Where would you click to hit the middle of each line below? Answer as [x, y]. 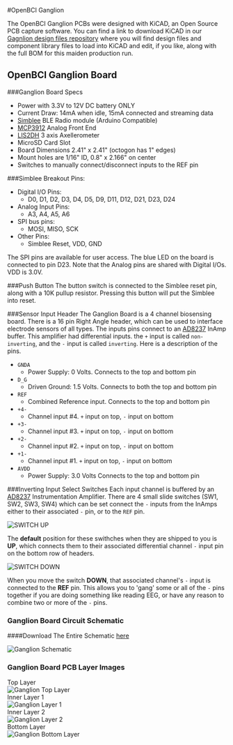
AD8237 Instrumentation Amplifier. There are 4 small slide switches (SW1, [113, 496]
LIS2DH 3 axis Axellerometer [58, 135]
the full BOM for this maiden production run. [70, 53]
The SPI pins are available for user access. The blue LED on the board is [111, 257]
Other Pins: [33, 236]
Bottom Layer [26, 727]
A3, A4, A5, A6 [49, 214]
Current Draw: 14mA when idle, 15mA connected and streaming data [115, 113]
